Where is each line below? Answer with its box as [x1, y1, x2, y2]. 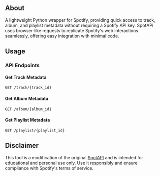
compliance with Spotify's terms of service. [5, 165, 94, 171]
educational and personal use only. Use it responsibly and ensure [5, 160, 138, 166]
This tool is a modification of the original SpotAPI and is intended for [5, 154, 144, 160]
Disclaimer [5, 141, 39, 150]
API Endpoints [5, 62, 40, 69]
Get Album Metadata [5, 95, 49, 101]
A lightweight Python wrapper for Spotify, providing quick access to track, [5, 17, 155, 23]
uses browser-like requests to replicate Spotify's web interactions [5, 27, 139, 34]
